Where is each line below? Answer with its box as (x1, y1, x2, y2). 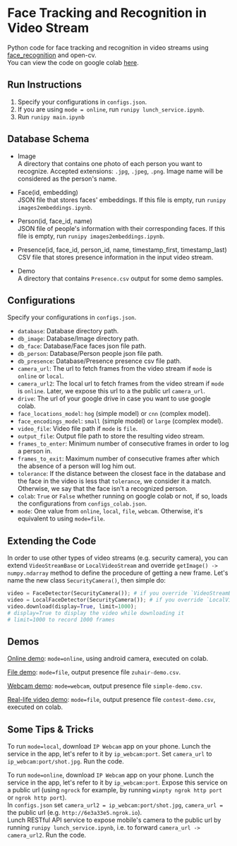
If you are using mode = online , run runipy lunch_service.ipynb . (17, 105, 205, 114)
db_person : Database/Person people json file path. (17, 350, 164, 358)
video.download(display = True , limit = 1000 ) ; (7, 602, 138, 610)
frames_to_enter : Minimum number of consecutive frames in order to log (17, 439, 229, 448)
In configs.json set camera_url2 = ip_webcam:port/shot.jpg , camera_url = (7, 801, 224, 809)
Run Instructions (7, 79, 83, 91)
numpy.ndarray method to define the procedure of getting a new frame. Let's (7, 568, 229, 577)
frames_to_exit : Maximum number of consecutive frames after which (17, 454, 220, 463)
